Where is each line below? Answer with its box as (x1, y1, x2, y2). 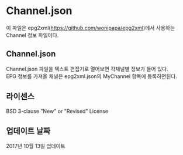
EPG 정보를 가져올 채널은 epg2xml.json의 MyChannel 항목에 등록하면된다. (6, 72, 177, 80)
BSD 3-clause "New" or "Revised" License (6, 107, 109, 114)
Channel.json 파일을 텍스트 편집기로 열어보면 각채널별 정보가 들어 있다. (6, 65, 168, 72)
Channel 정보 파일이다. (6, 31, 59, 39)
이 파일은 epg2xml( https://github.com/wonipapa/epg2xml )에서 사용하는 (6, 24, 175, 31)
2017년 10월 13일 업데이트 (6, 143, 65, 150)
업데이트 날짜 (6, 126, 51, 136)
